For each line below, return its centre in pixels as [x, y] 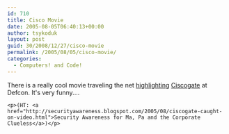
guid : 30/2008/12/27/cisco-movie [56, 46]
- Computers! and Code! [48, 65]
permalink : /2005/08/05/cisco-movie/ [62, 53]
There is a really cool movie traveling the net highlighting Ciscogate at [107, 85]
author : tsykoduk [32, 33]
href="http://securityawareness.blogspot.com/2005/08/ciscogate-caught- [115, 111]
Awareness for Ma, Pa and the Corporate [141, 117]
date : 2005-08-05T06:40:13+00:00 [56, 26]
